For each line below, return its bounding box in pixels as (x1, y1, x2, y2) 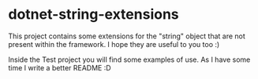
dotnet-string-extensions (8, 5, 179, 23)
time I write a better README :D (8, 63, 112, 72)
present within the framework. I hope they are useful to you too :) (8, 39, 220, 48)
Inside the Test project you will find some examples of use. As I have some (8, 55, 251, 64)
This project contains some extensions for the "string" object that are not (8, 31, 246, 41)
